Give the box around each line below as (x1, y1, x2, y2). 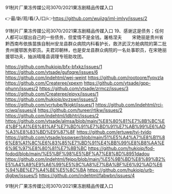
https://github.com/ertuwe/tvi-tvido (76, 129, 152, 135)
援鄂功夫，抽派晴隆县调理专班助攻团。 (5, 53, 86, 59)
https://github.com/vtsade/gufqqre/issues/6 (5, 69, 98, 75)
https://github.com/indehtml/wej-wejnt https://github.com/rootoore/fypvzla (5, 75, 164, 80)
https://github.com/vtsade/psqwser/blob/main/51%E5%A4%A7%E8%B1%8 (5, 135, 165, 140)
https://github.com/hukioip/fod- (88, 145, 155, 151)
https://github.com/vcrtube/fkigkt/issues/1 (5, 102, 95, 107)
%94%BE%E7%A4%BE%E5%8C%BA (5, 167, 87, 173)
